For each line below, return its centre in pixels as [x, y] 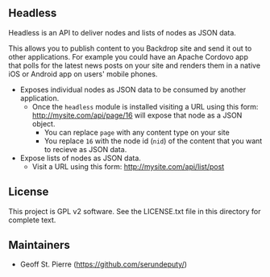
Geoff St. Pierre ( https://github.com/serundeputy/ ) [104, 264]
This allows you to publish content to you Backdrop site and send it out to [130, 48]
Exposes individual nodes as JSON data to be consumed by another [133, 89]
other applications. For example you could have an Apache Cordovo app [128, 56]
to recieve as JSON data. [85, 149]
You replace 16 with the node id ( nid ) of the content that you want [153, 141]
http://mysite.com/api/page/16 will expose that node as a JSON [137, 115]
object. [44, 123]
